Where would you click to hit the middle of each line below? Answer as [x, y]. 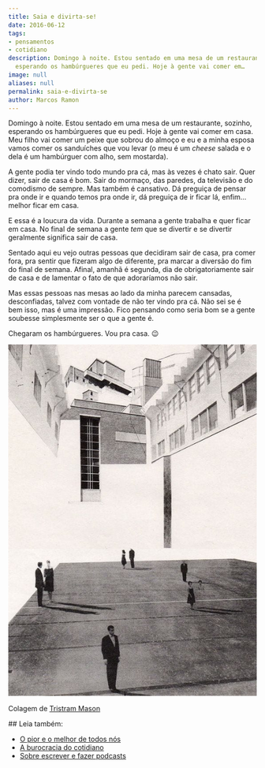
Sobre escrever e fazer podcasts [73, 756]
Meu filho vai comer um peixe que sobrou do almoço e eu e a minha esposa [131, 140]
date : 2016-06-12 [37, 25]
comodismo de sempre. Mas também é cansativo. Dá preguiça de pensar [127, 188]
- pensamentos [32, 42]
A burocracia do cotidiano [62, 747]
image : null [28, 75]
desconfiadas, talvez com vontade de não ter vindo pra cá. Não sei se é [125, 302]
